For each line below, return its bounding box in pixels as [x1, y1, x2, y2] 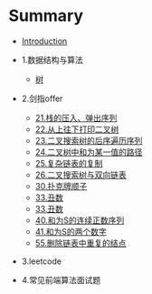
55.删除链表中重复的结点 [34, 238, 127, 248]
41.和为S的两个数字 [34, 226, 108, 237]
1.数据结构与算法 [21, 54, 83, 65]
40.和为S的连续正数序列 [34, 215, 125, 226]
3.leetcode [21, 256, 62, 267]
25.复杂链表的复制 [34, 157, 103, 168]
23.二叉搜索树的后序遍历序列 [34, 135, 143, 146]
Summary [8, 5, 83, 26]
